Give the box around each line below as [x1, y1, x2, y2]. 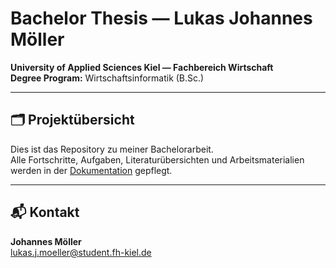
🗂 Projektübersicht [10, 112, 135, 129]
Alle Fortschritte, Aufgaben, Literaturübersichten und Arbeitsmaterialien [10, 153, 305, 166]
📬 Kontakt [10, 204, 80, 221]
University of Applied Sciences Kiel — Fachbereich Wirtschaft [10, 61, 274, 73]
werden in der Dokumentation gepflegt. [10, 164, 173, 176]
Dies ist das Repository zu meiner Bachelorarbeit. [10, 143, 214, 155]
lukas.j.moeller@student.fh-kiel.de [10, 246, 152, 258]
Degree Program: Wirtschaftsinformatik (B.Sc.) [10, 72, 205, 84]
